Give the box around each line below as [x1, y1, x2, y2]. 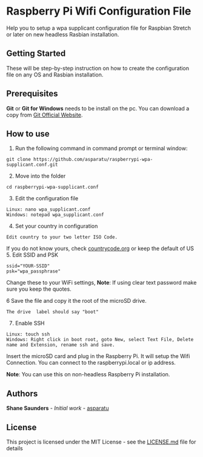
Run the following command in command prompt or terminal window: [15, 144, 188, 152]
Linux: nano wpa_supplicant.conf [6, 206, 91, 213]
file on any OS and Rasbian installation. [6, 71, 104, 78]
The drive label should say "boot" [6, 309, 99, 315]
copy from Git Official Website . [6, 111, 83, 118]
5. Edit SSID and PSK [6, 251, 59, 259]
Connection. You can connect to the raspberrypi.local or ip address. [6, 359, 176, 367]
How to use [6, 129, 50, 139]
